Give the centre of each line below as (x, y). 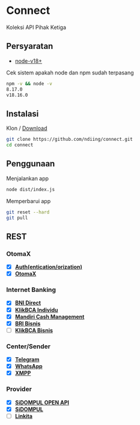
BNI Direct (28, 303)
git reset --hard (28, 212)
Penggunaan (31, 164)
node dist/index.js (31, 189)
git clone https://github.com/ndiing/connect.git (70, 140)
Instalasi (23, 113)
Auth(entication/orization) (48, 267)
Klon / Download (27, 128)
